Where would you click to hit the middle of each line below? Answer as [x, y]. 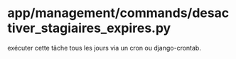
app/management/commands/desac [118, 13]
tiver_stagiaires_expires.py [89, 28]
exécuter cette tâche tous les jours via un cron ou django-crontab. [104, 48]
